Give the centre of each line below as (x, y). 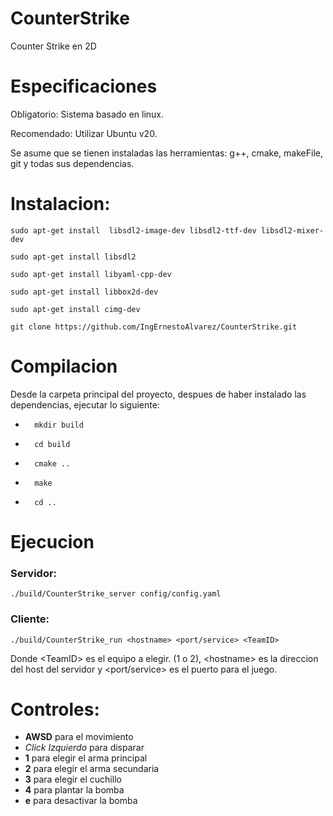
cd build (52, 444)
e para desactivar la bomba (81, 801)
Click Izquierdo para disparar (84, 748)
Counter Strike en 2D (53, 46)
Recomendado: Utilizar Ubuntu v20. (84, 133)
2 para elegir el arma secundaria (92, 769)
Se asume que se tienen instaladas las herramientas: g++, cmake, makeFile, (166, 153)
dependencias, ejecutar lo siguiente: (85, 404)
